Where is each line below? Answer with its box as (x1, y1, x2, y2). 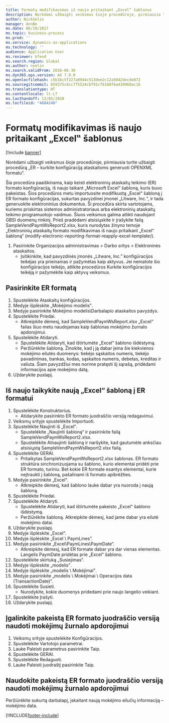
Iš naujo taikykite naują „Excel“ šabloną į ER (6, 386, 145, 395)
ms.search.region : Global (6, 59, 60, 64)
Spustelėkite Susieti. (13, 583, 56, 590)
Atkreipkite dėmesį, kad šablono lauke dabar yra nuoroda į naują (20, 482, 153, 488)
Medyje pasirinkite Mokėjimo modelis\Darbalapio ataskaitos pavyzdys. (13, 308, 158, 314)
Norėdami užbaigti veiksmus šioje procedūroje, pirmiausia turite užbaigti (6, 159, 155, 166)
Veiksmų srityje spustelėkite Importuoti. (13, 418, 95, 424)
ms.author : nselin (6, 63, 44, 68)
